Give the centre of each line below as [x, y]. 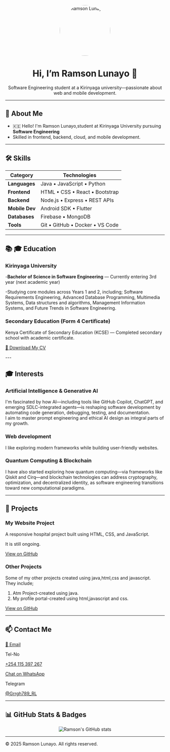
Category [22, 175]
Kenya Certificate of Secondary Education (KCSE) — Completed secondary [84, 332]
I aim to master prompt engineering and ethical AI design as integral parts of [85, 418]
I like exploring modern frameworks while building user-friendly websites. [82, 447]
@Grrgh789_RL [21, 693]
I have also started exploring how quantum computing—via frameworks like [84, 472]
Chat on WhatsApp [25, 673]
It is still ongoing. [23, 544]
